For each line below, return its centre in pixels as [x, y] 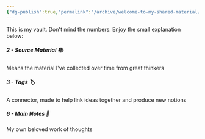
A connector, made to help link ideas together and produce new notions [96, 100]
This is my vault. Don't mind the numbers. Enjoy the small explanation [94, 29]
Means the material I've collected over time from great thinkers [85, 68]
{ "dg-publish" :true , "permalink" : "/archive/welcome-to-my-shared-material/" [105, 12]
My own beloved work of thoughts [49, 129]
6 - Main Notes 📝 [28, 114]
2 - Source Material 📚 [35, 50]
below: [15, 36]
